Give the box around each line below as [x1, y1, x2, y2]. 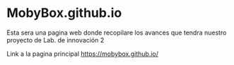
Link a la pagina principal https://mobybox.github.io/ [6, 49, 159, 58]
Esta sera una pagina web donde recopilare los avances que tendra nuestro [6, 28, 227, 37]
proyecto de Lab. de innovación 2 [6, 35, 105, 44]
